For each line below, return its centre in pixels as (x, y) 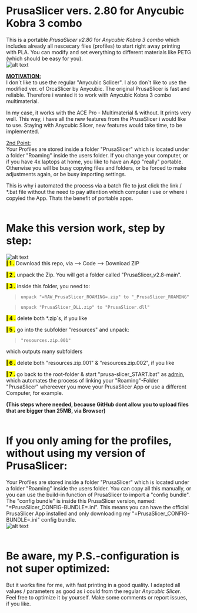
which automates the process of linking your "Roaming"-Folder (82, 380)
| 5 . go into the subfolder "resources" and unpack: (68, 329)
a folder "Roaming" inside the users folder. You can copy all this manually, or (99, 488)
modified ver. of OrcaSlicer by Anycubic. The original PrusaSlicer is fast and (98, 88)
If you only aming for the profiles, (89, 441)
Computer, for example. (35, 393)
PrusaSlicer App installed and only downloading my (69, 513)
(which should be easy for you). (45, 58)
